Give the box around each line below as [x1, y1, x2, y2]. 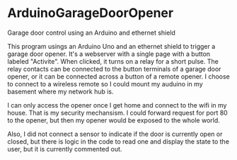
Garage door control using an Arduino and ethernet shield [7, 28, 175, 37]
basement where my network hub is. [7, 87, 115, 96]
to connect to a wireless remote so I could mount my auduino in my [7, 79, 203, 88]
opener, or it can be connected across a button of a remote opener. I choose [7, 72, 230, 81]
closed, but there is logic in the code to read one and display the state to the [7, 137, 230, 146]
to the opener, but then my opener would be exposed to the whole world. [7, 115, 221, 125]
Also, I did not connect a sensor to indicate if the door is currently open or [7, 130, 223, 138]
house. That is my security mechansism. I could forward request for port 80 [7, 108, 228, 117]
